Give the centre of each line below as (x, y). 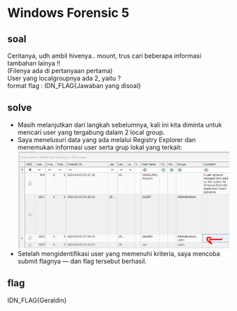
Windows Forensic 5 (68, 13)
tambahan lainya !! (34, 63)
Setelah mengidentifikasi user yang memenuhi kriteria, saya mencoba (119, 254)
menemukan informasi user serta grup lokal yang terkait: (100, 147)
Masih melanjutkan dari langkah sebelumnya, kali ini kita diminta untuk (120, 125)
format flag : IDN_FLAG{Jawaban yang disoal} (74, 85)
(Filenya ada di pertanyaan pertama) (60, 71)
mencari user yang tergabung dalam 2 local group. (91, 132)
